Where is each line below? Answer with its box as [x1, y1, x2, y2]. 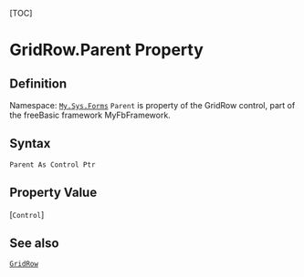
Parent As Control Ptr [9, 159, 96, 169]
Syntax [9, 136, 51, 151]
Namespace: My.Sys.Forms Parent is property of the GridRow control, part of [9, 100, 296, 110]
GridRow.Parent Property [9, 40, 204, 60]
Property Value [9, 185, 98, 200]
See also [9, 236, 59, 251]
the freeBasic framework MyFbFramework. [9, 109, 171, 120]
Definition [9, 76, 67, 91]
